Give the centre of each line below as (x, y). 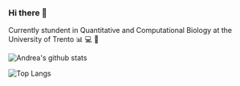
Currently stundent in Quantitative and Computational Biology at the (120, 31)
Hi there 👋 (28, 13)
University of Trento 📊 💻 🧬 (54, 39)
